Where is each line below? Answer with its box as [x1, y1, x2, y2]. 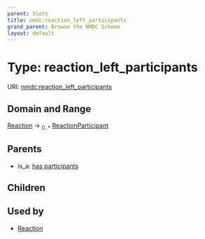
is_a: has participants [17, 162, 79, 170]
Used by [7, 206, 44, 217]
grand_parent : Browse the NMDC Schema [7, 23, 120, 30]
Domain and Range [7, 102, 92, 115]
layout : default [7, 29, 55, 37]
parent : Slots [7, 10, 49, 17]
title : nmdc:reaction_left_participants [7, 17, 127, 24]
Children [7, 182, 45, 194]
